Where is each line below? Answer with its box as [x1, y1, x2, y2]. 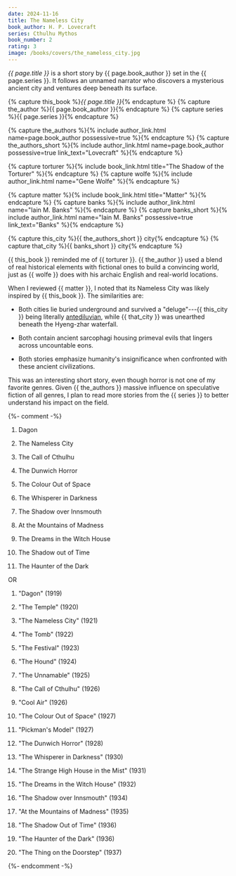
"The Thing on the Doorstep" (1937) [18, 848, 122, 856]
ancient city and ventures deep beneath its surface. [8, 84, 157, 92]
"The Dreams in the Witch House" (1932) [18, 780, 136, 788]
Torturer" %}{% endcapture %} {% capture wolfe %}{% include [8, 170, 192, 178]
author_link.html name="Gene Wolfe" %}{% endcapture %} [8, 177, 180, 185]
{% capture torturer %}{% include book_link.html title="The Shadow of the [8, 162, 224, 170]
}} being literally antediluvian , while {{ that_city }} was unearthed [18, 312, 206, 321]
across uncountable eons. [18, 341, 94, 349]
